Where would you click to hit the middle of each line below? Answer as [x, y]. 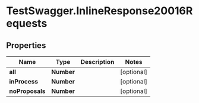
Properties [26, 45]
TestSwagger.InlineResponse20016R [99, 11]
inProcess [24, 81]
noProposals [27, 91]
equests [27, 23]
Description [97, 62]
